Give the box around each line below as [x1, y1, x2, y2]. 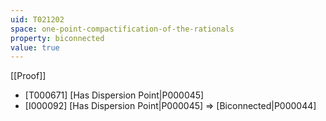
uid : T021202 [10, 14, 65, 25]
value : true [10, 42, 60, 53]
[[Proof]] [10, 70, 47, 82]
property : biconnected [10, 33, 105, 43]
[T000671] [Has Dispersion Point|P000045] [24, 89, 205, 101]
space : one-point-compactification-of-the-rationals [10, 24, 235, 34]
